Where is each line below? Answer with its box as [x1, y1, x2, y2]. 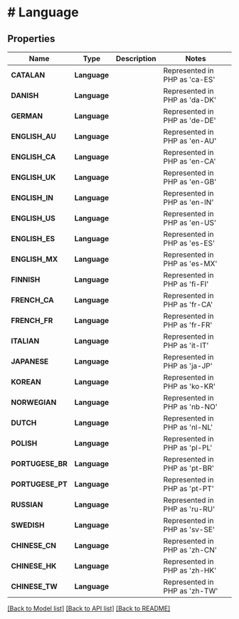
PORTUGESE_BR [11, 459, 68, 468]
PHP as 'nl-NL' [163, 423, 213, 432]
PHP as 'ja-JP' [163, 361, 213, 371]
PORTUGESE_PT [11, 480, 68, 489]
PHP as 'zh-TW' [163, 586, 218, 596]
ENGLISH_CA [11, 152, 56, 162]
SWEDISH [11, 520, 45, 530]
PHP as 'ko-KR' [163, 381, 216, 391]
